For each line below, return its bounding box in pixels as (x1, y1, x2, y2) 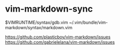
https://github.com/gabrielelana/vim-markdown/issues (5, 39, 115, 45)
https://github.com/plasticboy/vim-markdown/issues (5, 34, 111, 40)
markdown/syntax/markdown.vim (5, 24, 73, 30)
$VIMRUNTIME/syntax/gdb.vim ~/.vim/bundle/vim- (5, 19, 108, 25)
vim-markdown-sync (5, 3, 93, 15)
